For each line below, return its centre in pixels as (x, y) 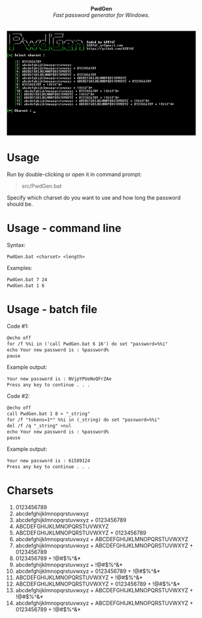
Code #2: (18, 396)
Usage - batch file (52, 310)
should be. (20, 204)
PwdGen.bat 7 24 (27, 280)
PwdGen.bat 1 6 (26, 286)
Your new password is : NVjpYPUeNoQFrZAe (59, 379)
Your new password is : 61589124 (49, 460)
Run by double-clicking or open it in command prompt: (74, 174)
